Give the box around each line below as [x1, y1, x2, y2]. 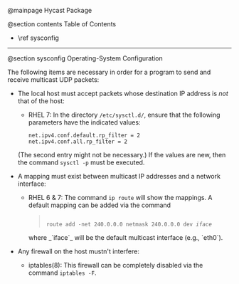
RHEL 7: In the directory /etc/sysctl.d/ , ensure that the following [28, 110, 221, 119]
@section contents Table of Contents [7, 20, 117, 28]
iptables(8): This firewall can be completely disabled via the [28, 261, 203, 269]
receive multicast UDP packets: [7, 75, 100, 84]
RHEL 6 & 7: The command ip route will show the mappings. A [28, 194, 213, 201]
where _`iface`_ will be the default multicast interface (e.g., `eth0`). [28, 233, 223, 241]
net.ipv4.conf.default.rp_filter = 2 [28, 132, 141, 139]
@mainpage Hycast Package [7, 6, 92, 14]
